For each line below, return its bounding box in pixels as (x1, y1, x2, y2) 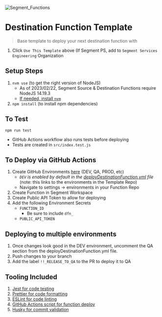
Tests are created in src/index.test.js (12, 142, 91, 147)
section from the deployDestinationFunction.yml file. (12, 248, 118, 254)
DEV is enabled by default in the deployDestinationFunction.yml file (19, 174, 154, 180)
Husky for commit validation (12, 307, 69, 312)
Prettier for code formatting (12, 291, 68, 296)
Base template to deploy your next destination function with (17, 38, 138, 44)
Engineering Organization (12, 52, 64, 58)
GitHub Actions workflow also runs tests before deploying (12, 136, 129, 142)
